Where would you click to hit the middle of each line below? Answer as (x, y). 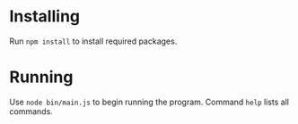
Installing (45, 17)
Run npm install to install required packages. (93, 41)
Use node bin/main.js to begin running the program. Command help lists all (149, 102)
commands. (31, 111)
